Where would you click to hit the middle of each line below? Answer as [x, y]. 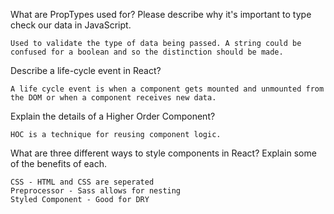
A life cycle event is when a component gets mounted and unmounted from [167, 89]
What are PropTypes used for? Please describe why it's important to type [161, 14]
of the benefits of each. [58, 163]
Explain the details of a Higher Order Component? [113, 116]
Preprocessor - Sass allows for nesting [96, 191]
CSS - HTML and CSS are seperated [82, 182]
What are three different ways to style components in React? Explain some [163, 153]
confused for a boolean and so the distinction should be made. [147, 52]
